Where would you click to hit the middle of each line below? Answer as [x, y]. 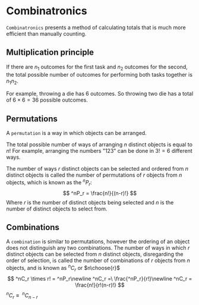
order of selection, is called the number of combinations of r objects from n [98, 260]
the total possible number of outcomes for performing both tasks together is [99, 74]
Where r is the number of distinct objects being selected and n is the [90, 202]
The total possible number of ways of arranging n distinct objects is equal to [99, 144]
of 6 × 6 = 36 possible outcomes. [47, 100]
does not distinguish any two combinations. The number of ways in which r [98, 248]
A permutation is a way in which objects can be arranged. [76, 133]
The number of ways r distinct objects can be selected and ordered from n [97, 169]
